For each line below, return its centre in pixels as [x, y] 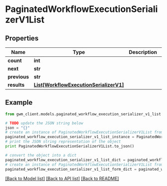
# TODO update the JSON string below [44, 123]
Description [143, 52]
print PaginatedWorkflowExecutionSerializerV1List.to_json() [70, 146]
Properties [22, 38]
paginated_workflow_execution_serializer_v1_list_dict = [65, 160]
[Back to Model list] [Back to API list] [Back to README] [62, 179]
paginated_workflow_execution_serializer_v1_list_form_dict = [71, 169]
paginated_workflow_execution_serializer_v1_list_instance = [70, 137]
